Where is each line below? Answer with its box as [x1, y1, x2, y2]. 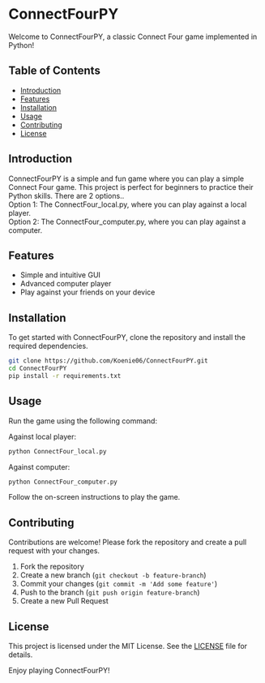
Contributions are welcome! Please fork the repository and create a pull [8, 537, 247, 548]
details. [8, 650, 33, 659]
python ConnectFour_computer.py [8, 478, 118, 486]
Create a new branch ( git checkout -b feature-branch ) [19, 570, 207, 580]
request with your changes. [8, 546, 100, 556]
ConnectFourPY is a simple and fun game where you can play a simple [8, 174, 245, 183]
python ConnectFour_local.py [8, 447, 107, 455]
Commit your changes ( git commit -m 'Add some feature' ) [19, 579, 218, 589]
